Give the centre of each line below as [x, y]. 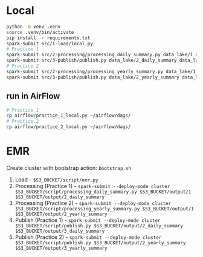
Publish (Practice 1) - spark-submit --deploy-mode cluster [88, 220]
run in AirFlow [33, 96]
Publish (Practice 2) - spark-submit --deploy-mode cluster [88, 237]
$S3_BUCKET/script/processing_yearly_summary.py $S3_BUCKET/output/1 [105, 209]
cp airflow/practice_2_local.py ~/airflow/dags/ [69, 127]
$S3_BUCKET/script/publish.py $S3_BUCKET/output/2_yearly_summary [100, 242]
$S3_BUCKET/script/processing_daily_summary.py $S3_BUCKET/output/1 [103, 192]
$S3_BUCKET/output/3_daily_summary [60, 231]
